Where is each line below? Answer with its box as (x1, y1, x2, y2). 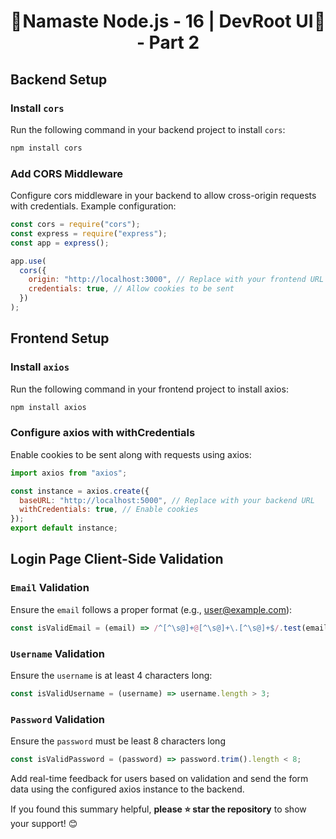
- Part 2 (136, 31, 200, 54)
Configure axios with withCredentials (10, 426, 196, 440)
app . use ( (10, 256, 47, 266)
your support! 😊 (10, 817, 78, 829)
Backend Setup (10, 71, 108, 88)
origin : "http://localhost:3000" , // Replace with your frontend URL (28, 275, 325, 285)
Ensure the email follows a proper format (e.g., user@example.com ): (10, 603, 293, 615)
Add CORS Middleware (10, 166, 124, 180)
